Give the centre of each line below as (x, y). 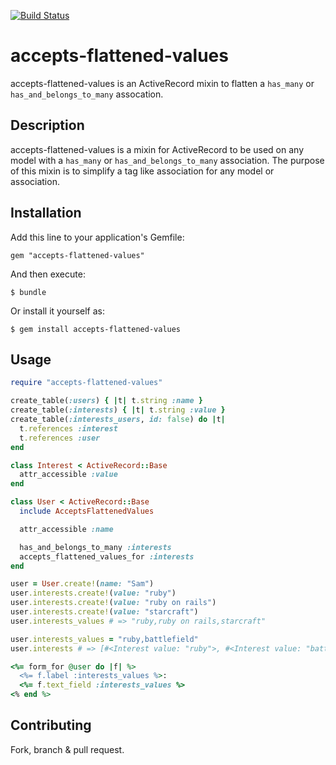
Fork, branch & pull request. (67, 749)
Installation (46, 213)
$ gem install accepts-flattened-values (96, 329)
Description (47, 125)
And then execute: (48, 274)
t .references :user (60, 438)
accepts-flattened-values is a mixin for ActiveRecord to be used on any (157, 149)
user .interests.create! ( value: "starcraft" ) (104, 612)
